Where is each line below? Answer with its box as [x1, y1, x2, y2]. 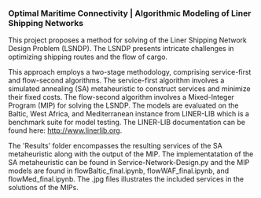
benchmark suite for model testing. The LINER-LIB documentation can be [8, 118, 246, 127]
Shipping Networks [8, 17, 84, 28]
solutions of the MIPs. [8, 183, 79, 192]
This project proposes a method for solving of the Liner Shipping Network [8, 35, 248, 45]
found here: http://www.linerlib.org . [8, 126, 123, 135]
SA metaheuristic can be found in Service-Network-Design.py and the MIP [8, 158, 250, 167]
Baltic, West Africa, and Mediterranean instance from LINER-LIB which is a [8, 109, 250, 119]
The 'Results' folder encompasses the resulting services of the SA [8, 141, 222, 151]
